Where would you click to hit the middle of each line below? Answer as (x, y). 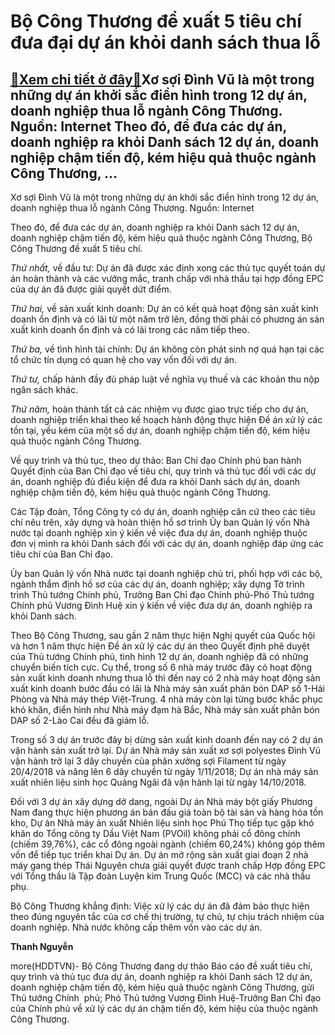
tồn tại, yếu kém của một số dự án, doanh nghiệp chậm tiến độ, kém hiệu (160, 430)
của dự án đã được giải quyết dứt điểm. (91, 289)
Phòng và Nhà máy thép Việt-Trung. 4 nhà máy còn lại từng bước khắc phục (166, 699)
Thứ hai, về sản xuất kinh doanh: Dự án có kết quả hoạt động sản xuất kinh (164, 308)
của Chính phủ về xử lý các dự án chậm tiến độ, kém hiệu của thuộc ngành (164, 1008)
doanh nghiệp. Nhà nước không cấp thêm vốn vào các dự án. (136, 927)
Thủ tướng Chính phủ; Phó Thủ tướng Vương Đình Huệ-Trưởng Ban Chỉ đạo (166, 998)
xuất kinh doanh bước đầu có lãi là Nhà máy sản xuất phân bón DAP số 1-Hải (168, 688)
